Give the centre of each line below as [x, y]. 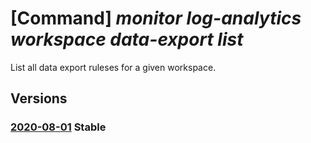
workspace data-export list [127, 39]
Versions [39, 98]
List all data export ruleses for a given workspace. [113, 67]
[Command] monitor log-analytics [156, 18]
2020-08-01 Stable [58, 127]
